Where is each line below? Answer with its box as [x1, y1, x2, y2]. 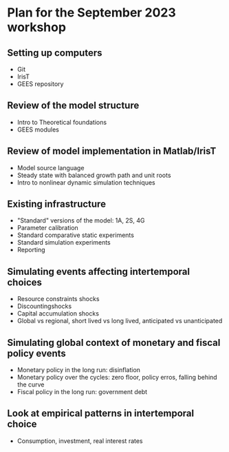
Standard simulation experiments [17, 238, 111, 247]
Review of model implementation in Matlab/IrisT [7, 145, 217, 157]
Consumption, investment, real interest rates [17, 436, 143, 445]
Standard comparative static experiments [17, 231, 134, 239]
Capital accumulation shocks [17, 309, 100, 318]
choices [7, 276, 43, 288]
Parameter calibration [17, 224, 79, 232]
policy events [7, 347, 67, 359]
